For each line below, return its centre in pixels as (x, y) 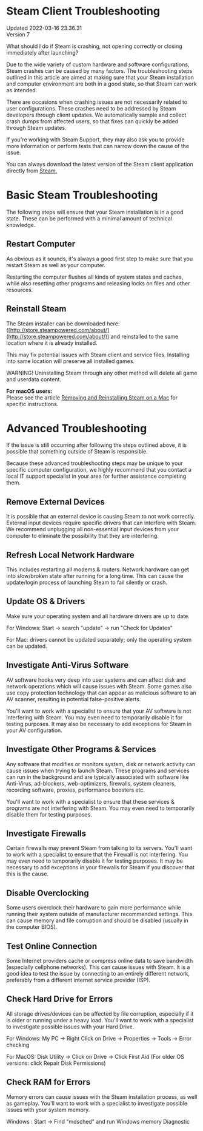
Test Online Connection (52, 946)
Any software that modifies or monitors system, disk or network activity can (101, 764)
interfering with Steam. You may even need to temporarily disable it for (95, 717)
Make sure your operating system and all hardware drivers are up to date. (98, 616)
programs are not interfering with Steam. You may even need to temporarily (101, 808)
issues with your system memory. (48, 1110)
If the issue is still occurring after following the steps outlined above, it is (96, 445)
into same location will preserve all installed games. (71, 361)
